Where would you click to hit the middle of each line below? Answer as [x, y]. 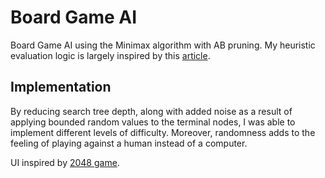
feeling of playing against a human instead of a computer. [129, 143]
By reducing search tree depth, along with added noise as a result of [151, 111]
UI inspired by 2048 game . [65, 162]
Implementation [61, 87]
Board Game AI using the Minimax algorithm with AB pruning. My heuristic [163, 45]
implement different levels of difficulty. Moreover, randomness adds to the [163, 132]
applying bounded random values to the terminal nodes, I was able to [153, 122]
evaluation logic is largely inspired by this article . [110, 55]
